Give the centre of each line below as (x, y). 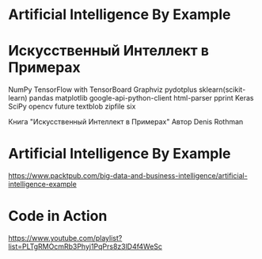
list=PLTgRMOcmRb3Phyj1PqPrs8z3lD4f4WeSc (85, 246)
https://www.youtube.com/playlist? (65, 238)
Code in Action (58, 216)
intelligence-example (42, 185)
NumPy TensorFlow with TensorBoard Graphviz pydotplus (103, 90)
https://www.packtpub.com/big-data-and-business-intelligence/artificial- (128, 176)
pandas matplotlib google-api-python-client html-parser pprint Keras (141, 98)
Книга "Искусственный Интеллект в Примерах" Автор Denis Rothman (126, 122)
